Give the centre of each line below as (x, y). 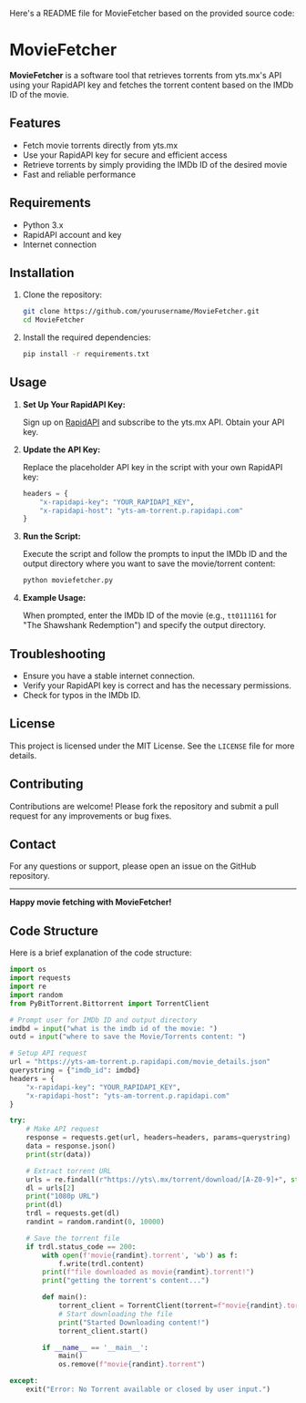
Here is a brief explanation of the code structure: (101, 953)
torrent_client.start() (103, 1331)
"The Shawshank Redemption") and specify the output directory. (144, 625)
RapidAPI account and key (72, 234)
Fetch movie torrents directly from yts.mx (100, 145)
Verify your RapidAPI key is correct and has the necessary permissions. (157, 686)
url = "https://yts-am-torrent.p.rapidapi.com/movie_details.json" (140, 1062)
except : (24, 1381)
